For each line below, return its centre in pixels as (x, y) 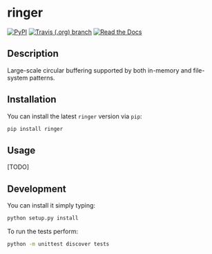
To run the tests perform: (42, 231)
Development (37, 189)
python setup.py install (43, 218)
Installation (32, 99)
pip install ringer (35, 129)
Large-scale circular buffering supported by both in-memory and (99, 70)
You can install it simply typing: (51, 206)
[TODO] (18, 167)
